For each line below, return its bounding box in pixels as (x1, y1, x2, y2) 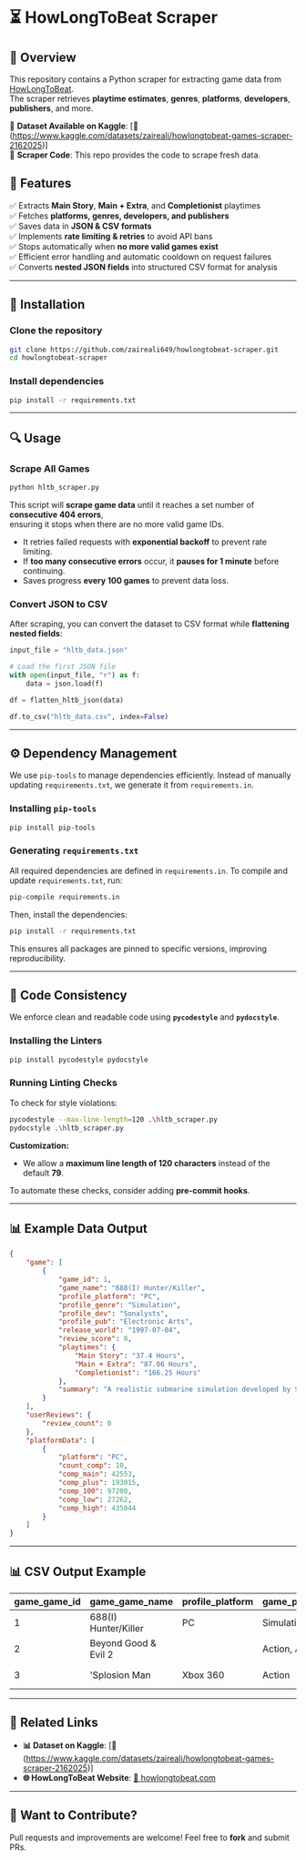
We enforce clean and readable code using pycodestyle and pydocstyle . (9, 1011, 280, 1022)
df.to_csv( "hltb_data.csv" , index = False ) (9, 712, 169, 721)
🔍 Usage (9, 430, 62, 446)
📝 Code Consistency (9, 987, 127, 1002)
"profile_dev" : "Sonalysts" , (57, 1308, 169, 1318)
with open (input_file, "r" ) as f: (9, 671, 141, 680)
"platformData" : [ (25, 1436, 96, 1445)
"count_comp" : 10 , (57, 1461, 128, 1470)
